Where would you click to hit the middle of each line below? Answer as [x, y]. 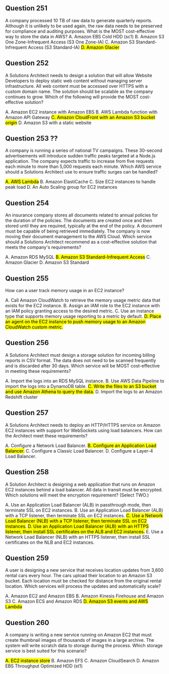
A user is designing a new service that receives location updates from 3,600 [84, 570]
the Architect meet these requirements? [46, 435]
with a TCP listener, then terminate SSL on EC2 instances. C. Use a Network [84, 515]
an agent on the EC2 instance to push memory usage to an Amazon [75, 322]
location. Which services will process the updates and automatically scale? [83, 586]
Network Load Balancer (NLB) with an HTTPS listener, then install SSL [78, 537]
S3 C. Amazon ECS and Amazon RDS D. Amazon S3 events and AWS [77, 601]
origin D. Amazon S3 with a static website [48, 123]
